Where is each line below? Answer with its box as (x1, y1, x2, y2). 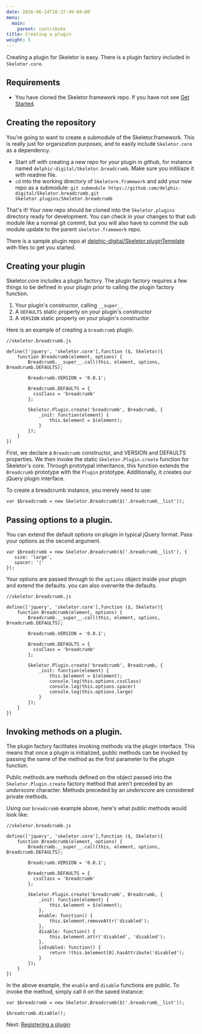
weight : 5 (6, 37, 31, 43)
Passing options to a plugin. (6, 515, 113, 525)
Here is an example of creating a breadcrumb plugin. (6, 326, 134, 333)
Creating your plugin (6, 261, 86, 272)
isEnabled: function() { (38, 944, 101, 951)
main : (11, 20, 26, 26)
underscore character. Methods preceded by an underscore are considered (6, 787, 194, 794)
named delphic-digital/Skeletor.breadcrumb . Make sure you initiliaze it (14, 165, 194, 172)
